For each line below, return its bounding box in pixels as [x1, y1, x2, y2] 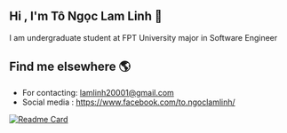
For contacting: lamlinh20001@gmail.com [21, 87, 175, 98]
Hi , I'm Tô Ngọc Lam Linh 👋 [9, 9, 163, 24]
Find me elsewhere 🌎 [9, 59, 132, 74]
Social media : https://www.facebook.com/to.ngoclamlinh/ [21, 97, 235, 107]
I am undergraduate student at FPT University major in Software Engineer [9, 32, 278, 43]
